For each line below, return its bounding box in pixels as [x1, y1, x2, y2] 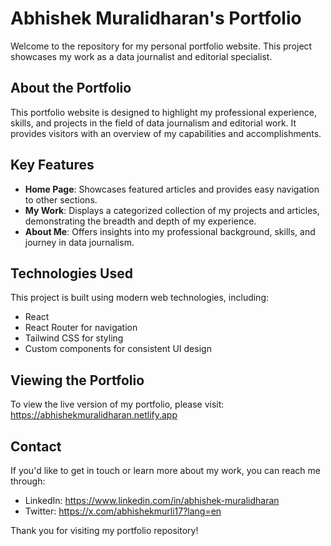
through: [10, 475, 46, 487]
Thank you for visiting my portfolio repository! [10, 525, 199, 536]
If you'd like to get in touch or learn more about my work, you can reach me [10, 465, 321, 476]
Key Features [10, 157, 95, 174]
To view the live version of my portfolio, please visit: [10, 398, 225, 411]
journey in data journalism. [24, 236, 135, 248]
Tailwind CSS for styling [24, 332, 124, 344]
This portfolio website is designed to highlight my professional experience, [10, 106, 317, 118]
